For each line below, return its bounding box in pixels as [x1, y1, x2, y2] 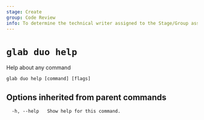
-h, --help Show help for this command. [12, 108, 121, 115]
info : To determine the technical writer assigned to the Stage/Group [6, 20, 189, 26]
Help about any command [6, 64, 71, 72]
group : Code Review [6, 15, 56, 21]
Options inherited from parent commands [6, 92, 167, 102]
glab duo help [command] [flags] [6, 76, 91, 82]
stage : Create [6, 8, 42, 15]
